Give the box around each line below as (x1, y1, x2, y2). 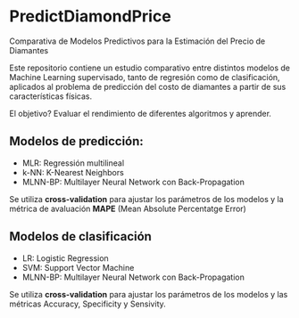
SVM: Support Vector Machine (21, 262, 135, 273)
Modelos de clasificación (9, 229, 152, 244)
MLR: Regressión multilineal (21, 158, 125, 168)
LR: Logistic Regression (21, 252, 109, 264)
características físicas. (9, 91, 92, 102)
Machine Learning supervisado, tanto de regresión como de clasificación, (9, 71, 280, 82)
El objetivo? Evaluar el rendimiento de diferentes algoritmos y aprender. (9, 108, 272, 118)
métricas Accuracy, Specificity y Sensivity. (9, 298, 167, 309)
